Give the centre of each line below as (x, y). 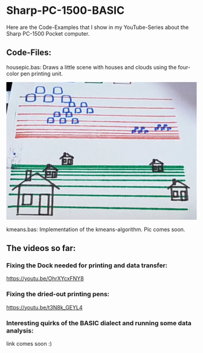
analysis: (20, 331)
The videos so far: (41, 248)
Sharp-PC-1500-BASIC (66, 11)
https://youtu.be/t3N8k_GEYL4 (44, 307)
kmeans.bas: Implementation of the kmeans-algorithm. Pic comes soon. (96, 229)
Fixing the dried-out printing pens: (58, 294)
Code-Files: (29, 53)
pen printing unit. (42, 74)
